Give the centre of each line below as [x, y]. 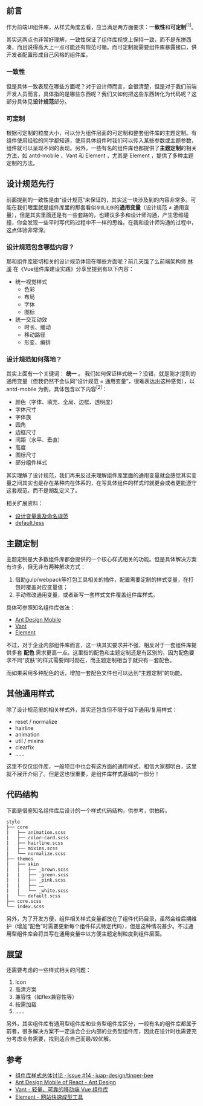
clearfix [24, 747]
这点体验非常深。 [27, 230]
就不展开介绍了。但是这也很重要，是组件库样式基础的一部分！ [83, 773]
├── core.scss [24, 901]
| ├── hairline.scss [35, 843]
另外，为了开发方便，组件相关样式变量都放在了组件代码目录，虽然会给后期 [99, 919]
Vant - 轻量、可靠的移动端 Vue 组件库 [62, 1090]
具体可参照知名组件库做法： [41, 607]
